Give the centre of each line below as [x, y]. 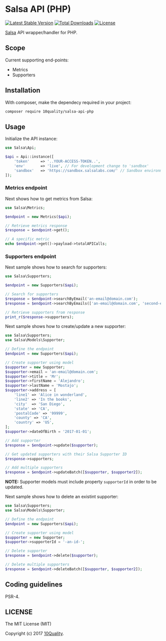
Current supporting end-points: [37, 60]
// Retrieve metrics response [36, 226]
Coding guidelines [34, 585]
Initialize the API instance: [31, 139]
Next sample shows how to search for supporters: [56, 267]
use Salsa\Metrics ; [25, 208]
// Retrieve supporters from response [45, 312]
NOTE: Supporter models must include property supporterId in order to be [81, 482]
